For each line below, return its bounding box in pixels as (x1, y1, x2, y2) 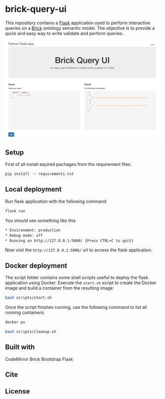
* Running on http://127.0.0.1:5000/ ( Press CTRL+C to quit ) (5, 238, 134, 243)
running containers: (5, 309, 45, 315)
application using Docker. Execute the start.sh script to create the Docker (5, 280, 157, 286)
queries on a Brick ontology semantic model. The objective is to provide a (5, 25, 155, 31)
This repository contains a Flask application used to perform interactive (5, 20, 151, 26)
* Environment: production (5, 228, 61, 233)
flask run (5, 208, 26, 213)
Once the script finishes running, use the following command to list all (5, 304, 147, 310)
